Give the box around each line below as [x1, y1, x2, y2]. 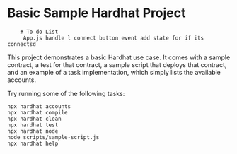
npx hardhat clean [7, 115, 62, 122]
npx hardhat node [7, 127, 59, 135]
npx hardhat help [7, 140, 59, 147]
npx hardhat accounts [7, 102, 71, 110]
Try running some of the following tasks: [7, 89, 125, 97]
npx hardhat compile [7, 109, 69, 116]
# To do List [20, 28, 59, 35]
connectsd [7, 40, 37, 47]
